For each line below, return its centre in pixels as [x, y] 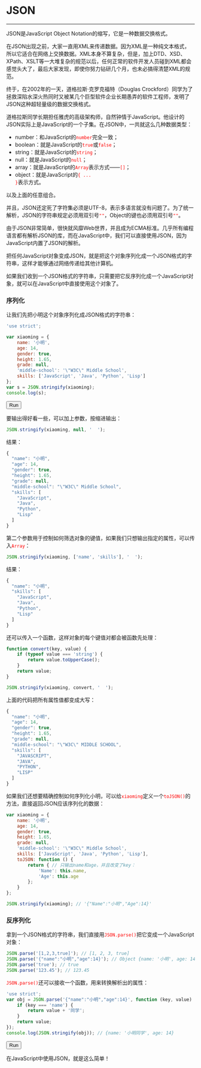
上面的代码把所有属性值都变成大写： [51, 700]
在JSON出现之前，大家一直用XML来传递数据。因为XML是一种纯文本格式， [98, 46]
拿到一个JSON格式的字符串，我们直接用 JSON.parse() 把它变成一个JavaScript [100, 935]
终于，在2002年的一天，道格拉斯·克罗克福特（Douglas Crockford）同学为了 [100, 89]
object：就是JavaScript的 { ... [53, 174]
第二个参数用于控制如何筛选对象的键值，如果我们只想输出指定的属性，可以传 [100, 538]
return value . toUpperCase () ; [64, 660]
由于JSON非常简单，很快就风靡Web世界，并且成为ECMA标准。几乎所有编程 [100, 228]
